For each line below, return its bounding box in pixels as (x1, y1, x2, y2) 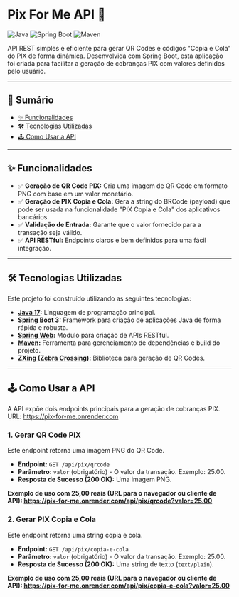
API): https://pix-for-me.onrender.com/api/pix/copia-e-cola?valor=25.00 (7, 581, 230, 590)
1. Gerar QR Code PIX (7, 430, 82, 440)
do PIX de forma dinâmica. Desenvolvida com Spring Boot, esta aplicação (7, 51, 224, 60)
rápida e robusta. (17, 323, 68, 332)
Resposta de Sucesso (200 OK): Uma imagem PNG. (17, 475, 172, 484)
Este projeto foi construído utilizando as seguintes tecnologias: (7, 294, 191, 303)
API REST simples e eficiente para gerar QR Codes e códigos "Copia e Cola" (7, 44, 231, 52)
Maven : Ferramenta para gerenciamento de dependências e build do (17, 338, 221, 347)
